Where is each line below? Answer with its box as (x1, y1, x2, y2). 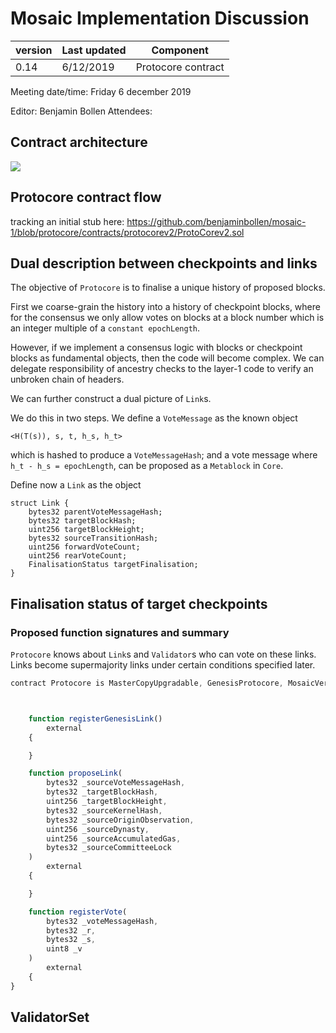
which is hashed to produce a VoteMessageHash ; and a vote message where (10, 449, 318, 461)
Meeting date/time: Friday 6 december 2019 (10, 85, 192, 97)
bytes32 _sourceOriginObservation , (46, 815, 195, 825)
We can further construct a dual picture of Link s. (10, 393, 212, 405)
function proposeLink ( (28, 768, 123, 779)
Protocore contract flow (10, 189, 162, 206)
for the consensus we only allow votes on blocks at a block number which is (10, 312, 325, 324)
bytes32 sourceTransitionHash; (28, 533, 159, 544)
